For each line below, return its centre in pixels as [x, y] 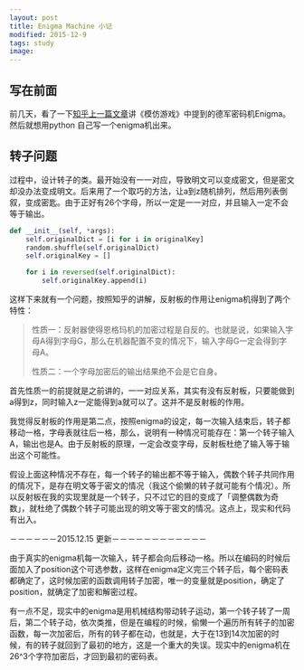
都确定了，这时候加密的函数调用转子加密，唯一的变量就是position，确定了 [147, 580]
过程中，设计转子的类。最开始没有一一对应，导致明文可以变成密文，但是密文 [152, 179]
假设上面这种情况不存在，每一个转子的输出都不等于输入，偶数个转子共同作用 [152, 474]
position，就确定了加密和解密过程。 [76, 592]
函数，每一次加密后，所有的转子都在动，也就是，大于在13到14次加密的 [141, 633]
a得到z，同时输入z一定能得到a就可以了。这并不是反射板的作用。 [129, 402]
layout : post [34, 18]
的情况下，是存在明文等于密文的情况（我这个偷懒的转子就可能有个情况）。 [146, 486]
